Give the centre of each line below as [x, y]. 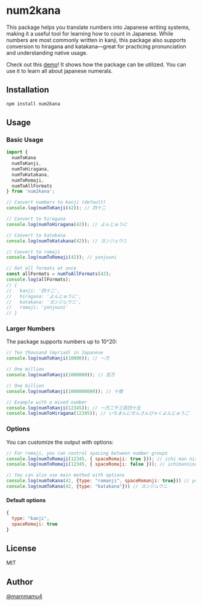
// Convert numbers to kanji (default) [56, 203]
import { [17, 152]
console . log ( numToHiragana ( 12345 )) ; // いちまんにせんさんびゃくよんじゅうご [98, 414]
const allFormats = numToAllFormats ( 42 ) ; [59, 274]
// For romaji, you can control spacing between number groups [87, 453]
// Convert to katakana [36, 235]
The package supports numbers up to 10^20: [62, 342]
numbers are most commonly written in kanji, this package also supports [96, 40]
